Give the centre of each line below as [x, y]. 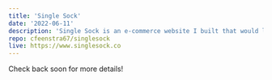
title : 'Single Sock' [45, 16]
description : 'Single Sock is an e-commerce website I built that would [134, 31]
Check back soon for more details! [66, 69]
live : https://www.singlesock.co [65, 46]
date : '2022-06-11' [41, 23]
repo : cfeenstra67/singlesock [59, 38]
